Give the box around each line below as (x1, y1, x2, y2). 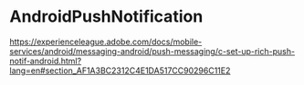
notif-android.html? (9, 55, 82, 66)
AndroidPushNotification (9, 6, 204, 27)
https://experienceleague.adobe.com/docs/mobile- (9, 36, 203, 47)
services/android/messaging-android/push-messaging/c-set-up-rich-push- (9, 45, 295, 56)
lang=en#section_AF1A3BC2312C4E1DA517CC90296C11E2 (9, 65, 231, 76)
